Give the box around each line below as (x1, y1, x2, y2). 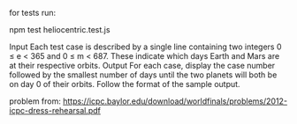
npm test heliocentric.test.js (9, 25, 110, 34)
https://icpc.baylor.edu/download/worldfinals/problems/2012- (63, 96, 288, 106)
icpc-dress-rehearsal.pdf (9, 106, 102, 115)
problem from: (9, 96, 62, 106)
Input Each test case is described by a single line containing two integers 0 (9, 41, 282, 52)
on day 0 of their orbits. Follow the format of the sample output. (9, 79, 240, 89)
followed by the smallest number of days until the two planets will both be (9, 69, 278, 80)
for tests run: (9, 8, 56, 18)
